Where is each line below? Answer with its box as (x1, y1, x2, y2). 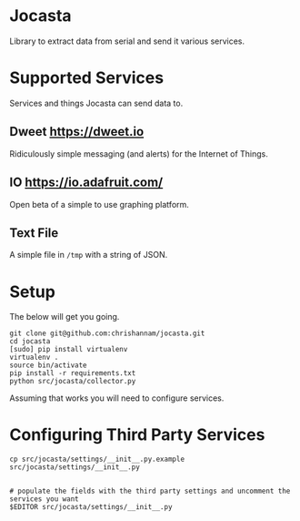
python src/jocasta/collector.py (9, 377, 136, 386)
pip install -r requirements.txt (9, 369, 136, 378)
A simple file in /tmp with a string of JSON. (9, 250, 168, 260)
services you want (9, 495, 79, 504)
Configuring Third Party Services (9, 424, 265, 445)
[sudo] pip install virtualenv (9, 345, 128, 354)
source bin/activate (9, 361, 88, 370)
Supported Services (9, 67, 165, 88)
